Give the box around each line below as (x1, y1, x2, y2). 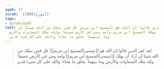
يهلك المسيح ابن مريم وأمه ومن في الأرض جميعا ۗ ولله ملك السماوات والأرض (9, 30, 157, 34)
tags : (5, 16, 16, 21)
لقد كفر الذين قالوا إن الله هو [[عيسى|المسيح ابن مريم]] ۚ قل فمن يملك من (17, 47, 152, 53)
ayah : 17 (5, 7, 23, 12)
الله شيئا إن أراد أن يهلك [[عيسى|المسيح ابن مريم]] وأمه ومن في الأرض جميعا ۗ (17, 53, 159, 59)
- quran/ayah (5, 20, 32, 26)
